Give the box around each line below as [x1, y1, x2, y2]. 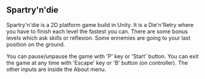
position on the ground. [6, 40, 65, 48]
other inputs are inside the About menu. [6, 66, 106, 73]
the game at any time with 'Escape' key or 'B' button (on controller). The [6, 59, 188, 66]
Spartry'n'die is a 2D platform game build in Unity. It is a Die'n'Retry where [6, 21, 194, 28]
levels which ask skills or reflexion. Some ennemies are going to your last [6, 34, 191, 42]
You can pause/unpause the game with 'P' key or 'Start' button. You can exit [6, 52, 199, 60]
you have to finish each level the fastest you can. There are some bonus [6, 28, 188, 35]
